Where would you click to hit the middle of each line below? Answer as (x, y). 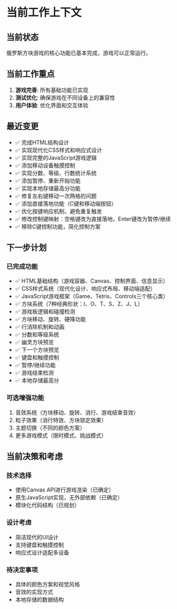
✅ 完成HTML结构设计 (42, 142)
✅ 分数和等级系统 (37, 335)
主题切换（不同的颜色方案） (50, 428)
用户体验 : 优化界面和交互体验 (52, 105)
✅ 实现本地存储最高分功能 (48, 188)
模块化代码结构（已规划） (47, 505)
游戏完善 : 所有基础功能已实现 (52, 90)
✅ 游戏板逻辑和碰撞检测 (45, 312)
